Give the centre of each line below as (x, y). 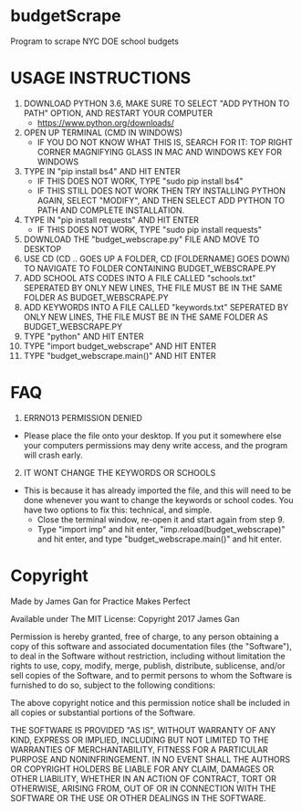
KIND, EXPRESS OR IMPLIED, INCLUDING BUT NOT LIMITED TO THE (140, 740)
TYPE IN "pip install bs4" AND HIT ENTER (102, 171)
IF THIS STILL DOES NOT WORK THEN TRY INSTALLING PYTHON (161, 190)
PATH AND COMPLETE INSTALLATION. (111, 210)
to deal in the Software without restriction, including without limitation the (148, 656)
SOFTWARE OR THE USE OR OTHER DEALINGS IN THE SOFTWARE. (138, 798)
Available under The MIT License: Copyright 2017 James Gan (125, 618)
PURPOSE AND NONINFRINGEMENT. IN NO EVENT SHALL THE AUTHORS (151, 759)
